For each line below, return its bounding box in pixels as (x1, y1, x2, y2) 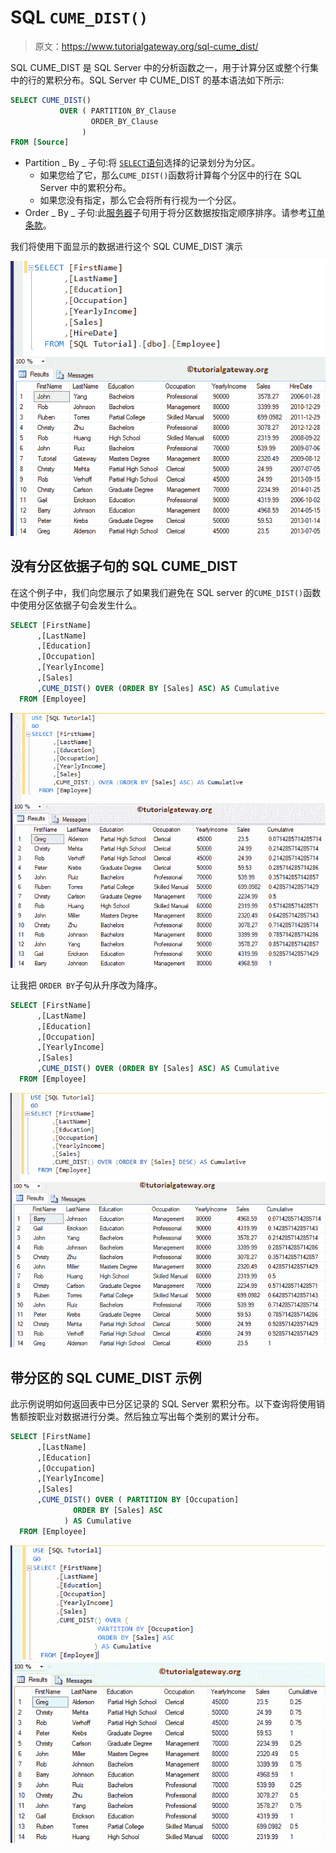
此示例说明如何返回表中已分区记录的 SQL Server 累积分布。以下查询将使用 (10, 1397, 317, 1410)
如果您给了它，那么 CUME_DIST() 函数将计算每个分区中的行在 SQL (39, 169, 302, 181)
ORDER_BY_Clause (90, 116, 159, 126)
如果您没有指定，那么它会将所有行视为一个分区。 (39, 194, 242, 206)
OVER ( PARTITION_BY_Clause (59, 106, 177, 116)
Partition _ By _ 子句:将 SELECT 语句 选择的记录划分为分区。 (24, 157, 261, 169)
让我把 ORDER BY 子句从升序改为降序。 (10, 979, 163, 991)
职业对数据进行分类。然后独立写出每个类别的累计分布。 (36, 1410, 265, 1422)
